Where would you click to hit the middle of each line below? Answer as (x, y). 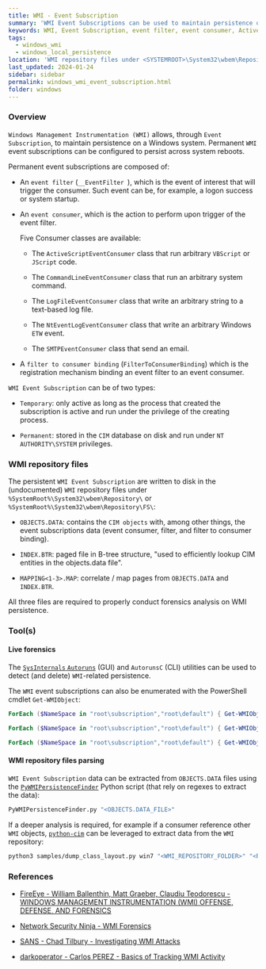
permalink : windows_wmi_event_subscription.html (90, 82)
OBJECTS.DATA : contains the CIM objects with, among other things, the (132, 522)
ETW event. (48, 333)
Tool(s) (22, 630)
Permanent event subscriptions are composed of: (89, 167)
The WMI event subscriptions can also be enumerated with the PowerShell (127, 691)
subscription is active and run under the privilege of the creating (124, 411)
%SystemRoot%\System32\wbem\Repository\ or (80, 498)
